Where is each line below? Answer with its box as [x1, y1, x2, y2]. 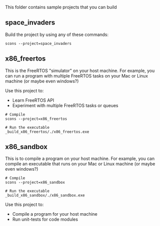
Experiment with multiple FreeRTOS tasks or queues [12, 102, 119, 108]
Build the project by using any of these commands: [5, 32, 109, 38]
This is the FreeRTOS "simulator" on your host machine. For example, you [5, 68, 155, 74]
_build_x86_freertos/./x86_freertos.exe [5, 129, 90, 134]
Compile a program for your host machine [12, 211, 98, 217]
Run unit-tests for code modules [12, 217, 78, 223]
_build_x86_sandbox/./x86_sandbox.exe [5, 193, 85, 198]
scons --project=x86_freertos [5, 116, 68, 121]
